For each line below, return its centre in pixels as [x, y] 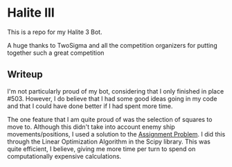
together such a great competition [56, 53]
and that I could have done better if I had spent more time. [90, 106]
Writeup [25, 74]
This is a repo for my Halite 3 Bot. [55, 32]
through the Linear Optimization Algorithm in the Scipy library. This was [109, 141]
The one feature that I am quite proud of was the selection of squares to [110, 119]
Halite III [31, 13]
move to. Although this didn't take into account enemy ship [91, 127]
